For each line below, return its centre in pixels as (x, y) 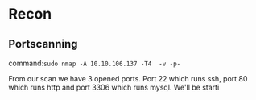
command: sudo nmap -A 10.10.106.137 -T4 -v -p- (95, 63)
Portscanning (43, 44)
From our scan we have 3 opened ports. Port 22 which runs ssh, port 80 (128, 79)
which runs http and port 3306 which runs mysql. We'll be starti (114, 87)
